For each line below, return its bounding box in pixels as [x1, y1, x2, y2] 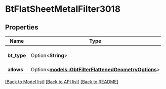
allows [7, 66, 24, 73]
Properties [5, 23, 39, 31]
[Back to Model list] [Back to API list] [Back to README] [5, 79, 119, 85]
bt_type [7, 52, 26, 59]
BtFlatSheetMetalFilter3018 [5, 3, 121, 15]
